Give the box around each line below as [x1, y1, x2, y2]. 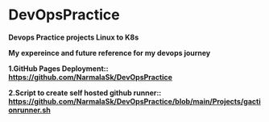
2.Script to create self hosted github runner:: [8, 87, 162, 98]
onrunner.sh [8, 105, 51, 115]
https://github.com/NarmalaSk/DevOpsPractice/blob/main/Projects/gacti [8, 96, 262, 106]
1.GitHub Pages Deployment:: [8, 63, 109, 74]
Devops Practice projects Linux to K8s [8, 32, 139, 42]
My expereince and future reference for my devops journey [8, 48, 211, 57]
